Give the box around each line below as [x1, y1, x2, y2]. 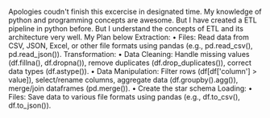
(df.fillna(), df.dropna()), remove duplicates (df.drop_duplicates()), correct [8, 58, 252, 67]
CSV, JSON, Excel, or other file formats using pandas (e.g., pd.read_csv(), [8, 41, 253, 51]
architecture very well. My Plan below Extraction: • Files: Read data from [8, 32, 250, 42]
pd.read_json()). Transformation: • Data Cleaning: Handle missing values [8, 50, 250, 59]
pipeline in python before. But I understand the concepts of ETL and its [8, 24, 244, 33]
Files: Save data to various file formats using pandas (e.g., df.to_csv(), [8, 92, 240, 101]
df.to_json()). [8, 100, 52, 110]
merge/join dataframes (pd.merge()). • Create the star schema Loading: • [8, 83, 253, 93]
